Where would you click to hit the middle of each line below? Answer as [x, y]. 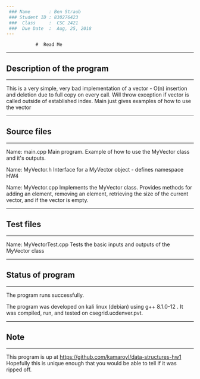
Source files [29, 132]
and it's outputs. [26, 158]
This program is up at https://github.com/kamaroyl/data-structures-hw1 [94, 357]
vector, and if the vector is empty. [47, 200]
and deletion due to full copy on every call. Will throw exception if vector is [98, 95]
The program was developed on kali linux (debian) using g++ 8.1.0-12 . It [95, 306]
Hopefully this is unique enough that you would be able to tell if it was [91, 364]
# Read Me [49, 45]
